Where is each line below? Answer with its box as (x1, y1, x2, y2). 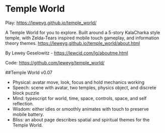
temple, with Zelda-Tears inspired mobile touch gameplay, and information (5, 35, 159, 41)
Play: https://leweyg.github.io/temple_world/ (5, 20, 97, 26)
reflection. (12, 100, 34, 106)
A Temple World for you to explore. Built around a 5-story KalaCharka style (5, 29, 160, 35)
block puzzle (12, 90, 39, 96)
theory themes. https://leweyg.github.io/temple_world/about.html (5, 40, 140, 46)
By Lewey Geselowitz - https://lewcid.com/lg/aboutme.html (5, 50, 128, 56)
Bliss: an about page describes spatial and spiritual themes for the (12, 116, 150, 122)
